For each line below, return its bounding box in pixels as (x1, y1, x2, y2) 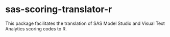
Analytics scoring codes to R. (5, 25, 67, 31)
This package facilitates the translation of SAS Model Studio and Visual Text (5, 20, 165, 26)
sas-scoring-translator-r (5, 4, 112, 15)
